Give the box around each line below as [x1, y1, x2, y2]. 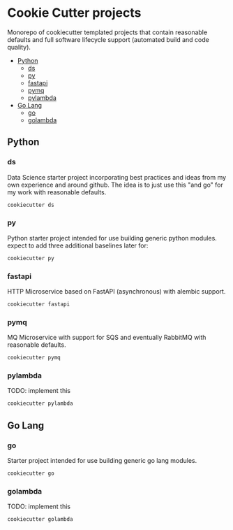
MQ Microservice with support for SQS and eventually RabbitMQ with [7, 334, 206, 342]
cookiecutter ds [7, 201, 54, 208]
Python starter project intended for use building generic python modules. [7, 234, 218, 242]
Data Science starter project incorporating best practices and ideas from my [7, 173, 227, 181]
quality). [7, 43, 31, 51]
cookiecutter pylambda [7, 400, 73, 407]
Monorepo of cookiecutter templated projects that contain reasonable [7, 28, 208, 36]
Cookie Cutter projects [7, 5, 142, 21]
